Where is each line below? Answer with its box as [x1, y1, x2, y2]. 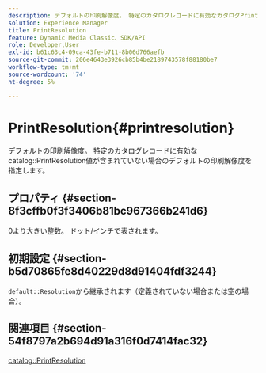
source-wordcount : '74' [8, 70, 87, 78]
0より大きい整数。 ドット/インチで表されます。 [8, 226, 162, 236]
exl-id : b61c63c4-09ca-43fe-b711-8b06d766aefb [8, 48, 165, 56]
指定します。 [8, 166, 50, 175]
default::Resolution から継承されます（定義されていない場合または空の [8, 287, 242, 296]
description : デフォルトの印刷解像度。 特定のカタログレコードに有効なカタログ [8, 11, 241, 20]
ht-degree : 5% [8, 78, 55, 86]
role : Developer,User [8, 41, 80, 49]
